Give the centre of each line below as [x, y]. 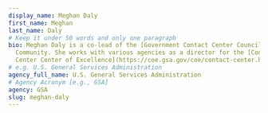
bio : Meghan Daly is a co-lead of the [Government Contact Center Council [135, 45]
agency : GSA [28, 90]
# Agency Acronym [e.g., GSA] [59, 82]
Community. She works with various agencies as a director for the [130, 53]
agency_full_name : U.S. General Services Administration [105, 75]
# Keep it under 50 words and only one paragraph [93, 38]
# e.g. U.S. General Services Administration [85, 68]
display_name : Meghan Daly [53, 16]
